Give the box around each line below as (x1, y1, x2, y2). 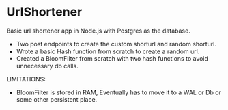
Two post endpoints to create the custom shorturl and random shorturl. (16, 40, 216, 48)
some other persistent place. (16, 95, 98, 103)
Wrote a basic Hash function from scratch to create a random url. (16, 47, 200, 55)
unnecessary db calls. (16, 61, 79, 70)
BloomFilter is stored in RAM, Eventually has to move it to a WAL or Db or (16, 88, 222, 96)
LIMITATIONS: (6, 74, 46, 83)
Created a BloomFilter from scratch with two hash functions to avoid (16, 54, 209, 62)
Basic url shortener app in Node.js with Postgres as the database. (6, 27, 190, 35)
